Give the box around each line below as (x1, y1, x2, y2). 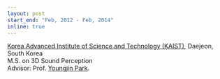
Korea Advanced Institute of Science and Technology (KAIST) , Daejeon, (7, 42, 214, 51)
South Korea (7, 49, 43, 58)
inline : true (7, 23, 45, 30)
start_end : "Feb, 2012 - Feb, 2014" (7, 17, 114, 24)
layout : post (7, 10, 45, 17)
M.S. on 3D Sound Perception (7, 57, 93, 65)
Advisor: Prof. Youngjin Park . (7, 64, 90, 73)
